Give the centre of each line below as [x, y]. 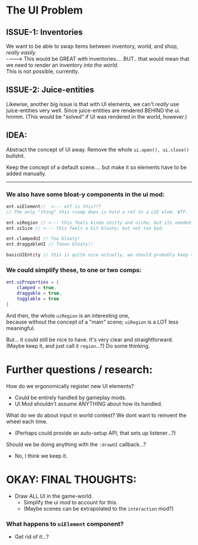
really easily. [22, 53]
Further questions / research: [80, 369]
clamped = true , [37, 288]
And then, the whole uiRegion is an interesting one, [68, 315]
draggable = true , [39, 293]
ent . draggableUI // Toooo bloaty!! [50, 244]
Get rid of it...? [32, 536]
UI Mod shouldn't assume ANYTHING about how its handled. [88, 404]
